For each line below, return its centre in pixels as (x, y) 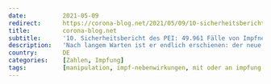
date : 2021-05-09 (54, 16)
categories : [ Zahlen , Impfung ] (67, 61)
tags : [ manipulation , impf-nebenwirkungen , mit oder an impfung (135, 68)
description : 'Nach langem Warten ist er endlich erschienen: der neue (135, 46)
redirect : (25, 23)
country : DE (39, 53)
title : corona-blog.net (63, 30)
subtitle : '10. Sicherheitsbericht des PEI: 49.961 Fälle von (124, 38)
